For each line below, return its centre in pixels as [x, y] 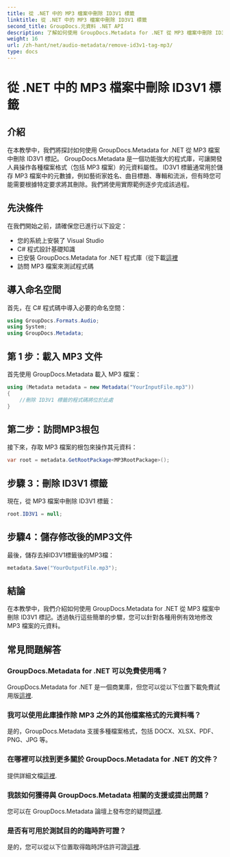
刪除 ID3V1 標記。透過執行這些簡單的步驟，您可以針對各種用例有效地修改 [110, 617]
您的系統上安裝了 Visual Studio [60, 240]
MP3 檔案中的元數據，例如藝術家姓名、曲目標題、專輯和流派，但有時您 [115, 176]
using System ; [27, 327]
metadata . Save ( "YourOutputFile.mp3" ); [62, 568]
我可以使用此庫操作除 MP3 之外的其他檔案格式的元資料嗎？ [104, 715]
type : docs [23, 52]
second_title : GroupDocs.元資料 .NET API [65, 26]
